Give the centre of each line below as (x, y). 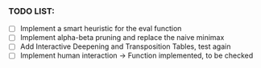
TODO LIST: (31, 11)
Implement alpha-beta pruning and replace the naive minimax (122, 38)
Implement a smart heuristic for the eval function (101, 29)
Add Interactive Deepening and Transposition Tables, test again (125, 46)
